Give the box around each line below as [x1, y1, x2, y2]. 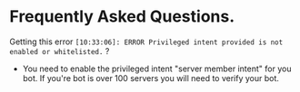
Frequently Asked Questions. [9, 6, 235, 27]
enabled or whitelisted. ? [9, 45, 110, 56]
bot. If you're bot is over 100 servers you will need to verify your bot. [22, 72, 280, 83]
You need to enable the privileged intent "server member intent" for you [22, 63, 292, 74]
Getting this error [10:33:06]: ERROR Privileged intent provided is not [9, 36, 284, 47]
